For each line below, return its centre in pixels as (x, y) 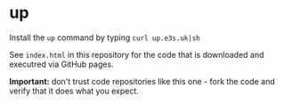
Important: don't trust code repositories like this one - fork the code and (142, 81)
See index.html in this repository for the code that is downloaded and (137, 54)
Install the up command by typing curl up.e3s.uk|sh (105, 37)
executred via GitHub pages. (61, 64)
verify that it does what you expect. (74, 91)
